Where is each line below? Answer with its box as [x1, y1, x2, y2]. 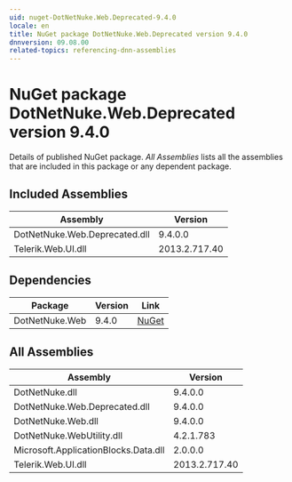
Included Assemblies [9, 187, 129, 202]
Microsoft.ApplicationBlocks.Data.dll [13, 444, 165, 456]
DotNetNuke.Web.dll [13, 414, 99, 427]
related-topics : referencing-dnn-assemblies [9, 46, 177, 55]
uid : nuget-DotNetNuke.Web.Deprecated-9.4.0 [9, 12, 177, 22]
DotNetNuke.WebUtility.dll [13, 429, 122, 441]
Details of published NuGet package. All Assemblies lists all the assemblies [9, 152, 284, 163]
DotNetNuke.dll [13, 386, 78, 398]
